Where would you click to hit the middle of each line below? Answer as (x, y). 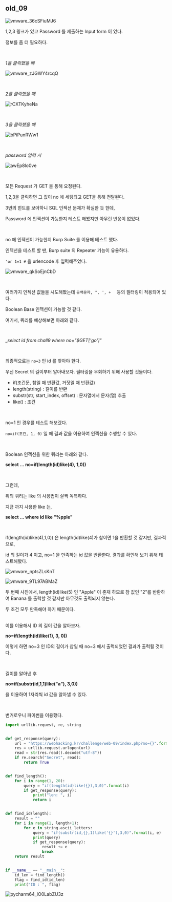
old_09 (17, 8)
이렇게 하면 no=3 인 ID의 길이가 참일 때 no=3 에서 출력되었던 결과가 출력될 (80, 646)
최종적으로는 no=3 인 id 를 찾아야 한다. (43, 361)
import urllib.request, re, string (43, 725)
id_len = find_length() (40, 875)
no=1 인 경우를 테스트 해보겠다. (36, 423)
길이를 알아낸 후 (21, 674)
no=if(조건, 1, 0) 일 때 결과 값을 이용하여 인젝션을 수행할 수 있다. (71, 433)
